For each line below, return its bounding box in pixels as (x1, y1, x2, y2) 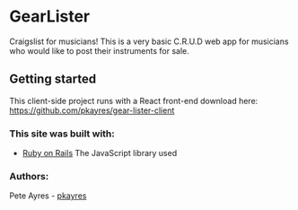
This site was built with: (9, 127, 115, 140)
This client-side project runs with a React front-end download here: (9, 95, 259, 106)
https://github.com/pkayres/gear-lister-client (9, 105, 175, 116)
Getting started (9, 72, 97, 87)
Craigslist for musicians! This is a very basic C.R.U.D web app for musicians (9, 36, 289, 47)
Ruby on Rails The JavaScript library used (22, 148, 178, 159)
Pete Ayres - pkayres (9, 190, 87, 201)
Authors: (9, 170, 49, 182)
